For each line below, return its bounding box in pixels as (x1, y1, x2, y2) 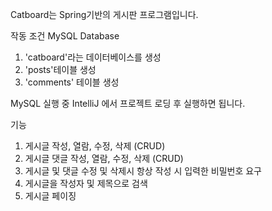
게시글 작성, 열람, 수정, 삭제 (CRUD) (24, 140, 166, 152)
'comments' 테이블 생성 (24, 76, 120, 88)
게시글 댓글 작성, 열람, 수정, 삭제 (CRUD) (24, 153, 184, 164)
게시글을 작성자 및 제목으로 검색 (24, 178, 148, 189)
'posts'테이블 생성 (24, 64, 97, 75)
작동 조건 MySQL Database (10, 30, 120, 42)
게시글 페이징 (24, 190, 77, 202)
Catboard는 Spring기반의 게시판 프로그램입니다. (10, 9, 199, 20)
